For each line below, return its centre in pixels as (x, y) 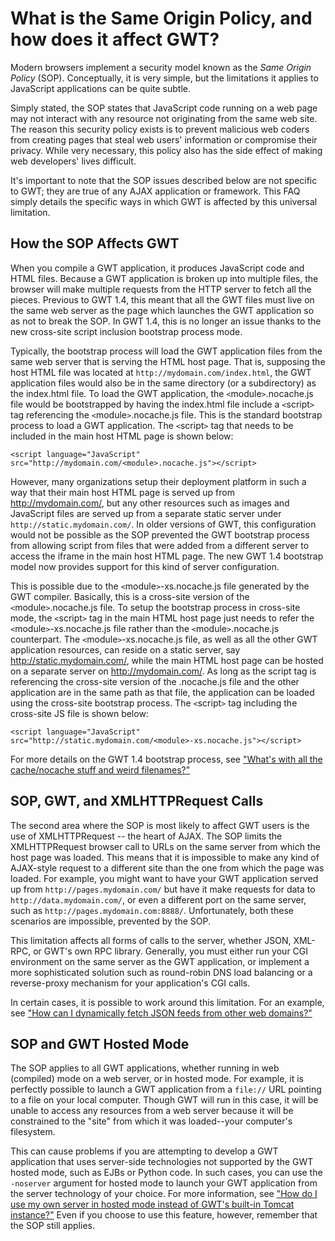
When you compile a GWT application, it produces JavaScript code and (157, 268)
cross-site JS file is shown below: (79, 713)
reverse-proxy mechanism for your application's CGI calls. (130, 983)
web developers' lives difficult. (73, 161)
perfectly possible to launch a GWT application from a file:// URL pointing (166, 1089)
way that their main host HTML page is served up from (122, 492)
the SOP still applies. (52, 1226)
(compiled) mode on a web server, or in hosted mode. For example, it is (157, 1079)
